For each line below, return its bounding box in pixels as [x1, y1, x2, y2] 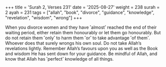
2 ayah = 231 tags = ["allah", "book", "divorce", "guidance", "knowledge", [5, 9, 155, 15]
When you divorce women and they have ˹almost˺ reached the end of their [5, 24, 157, 30]
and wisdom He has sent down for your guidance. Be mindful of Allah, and [5, 51, 158, 57]
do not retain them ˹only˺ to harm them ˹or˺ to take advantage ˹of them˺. [5, 35, 150, 41]
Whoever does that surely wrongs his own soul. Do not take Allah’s [5, 40, 142, 46]
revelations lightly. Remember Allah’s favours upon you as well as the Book [5, 46, 158, 51]
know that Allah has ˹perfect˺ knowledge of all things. [5, 56, 114, 62]
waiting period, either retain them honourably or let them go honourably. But [5, 30, 161, 35]
